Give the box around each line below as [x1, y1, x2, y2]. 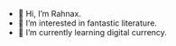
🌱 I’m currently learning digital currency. [17, 27, 167, 37]
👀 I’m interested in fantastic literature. [17, 18, 158, 28]
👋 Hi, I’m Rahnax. [17, 9, 81, 19]
